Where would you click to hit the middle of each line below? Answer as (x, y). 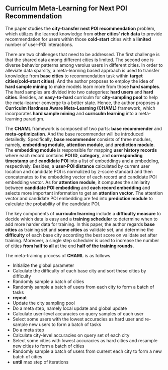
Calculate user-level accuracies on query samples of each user (78, 313)
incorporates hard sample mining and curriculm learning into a (71, 113)
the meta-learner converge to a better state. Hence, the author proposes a (82, 103)
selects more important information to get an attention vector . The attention (84, 193)
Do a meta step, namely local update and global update (70, 308)
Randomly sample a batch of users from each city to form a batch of (83, 287)
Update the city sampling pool (44, 303)
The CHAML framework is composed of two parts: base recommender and (84, 128)
